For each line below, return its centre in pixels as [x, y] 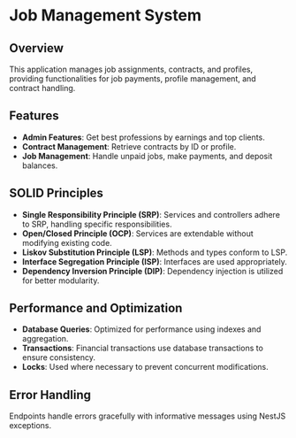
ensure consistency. [58, 357]
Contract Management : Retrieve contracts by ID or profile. [129, 146]
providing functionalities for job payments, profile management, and [133, 79]
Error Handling [50, 395]
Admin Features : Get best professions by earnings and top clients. [143, 137]
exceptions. [30, 426]
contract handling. [42, 88]
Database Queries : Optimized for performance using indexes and [141, 329]
